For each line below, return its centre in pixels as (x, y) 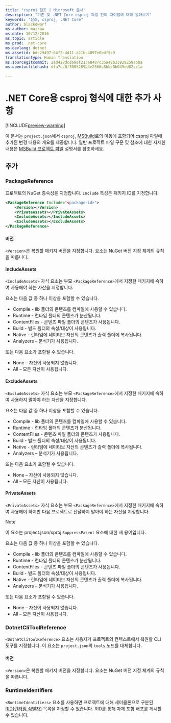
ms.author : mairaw (25, 29)
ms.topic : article (25, 39)
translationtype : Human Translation (44, 57)
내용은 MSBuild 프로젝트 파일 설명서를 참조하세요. (55, 149)
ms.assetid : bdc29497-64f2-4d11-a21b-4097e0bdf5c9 (60, 53)
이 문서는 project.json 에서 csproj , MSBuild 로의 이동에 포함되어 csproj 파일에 (84, 136)
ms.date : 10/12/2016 (27, 34)
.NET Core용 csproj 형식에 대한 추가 (78, 98)
